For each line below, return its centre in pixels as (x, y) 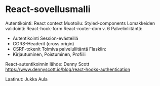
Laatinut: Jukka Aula (27, 79)
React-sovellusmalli (48, 9)
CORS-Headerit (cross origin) (43, 43)
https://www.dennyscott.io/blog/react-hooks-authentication (68, 69)
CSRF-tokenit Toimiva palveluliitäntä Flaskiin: (59, 49)
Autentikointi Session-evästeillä (45, 38)
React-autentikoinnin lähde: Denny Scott (47, 64)
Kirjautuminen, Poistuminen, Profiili (49, 54)
